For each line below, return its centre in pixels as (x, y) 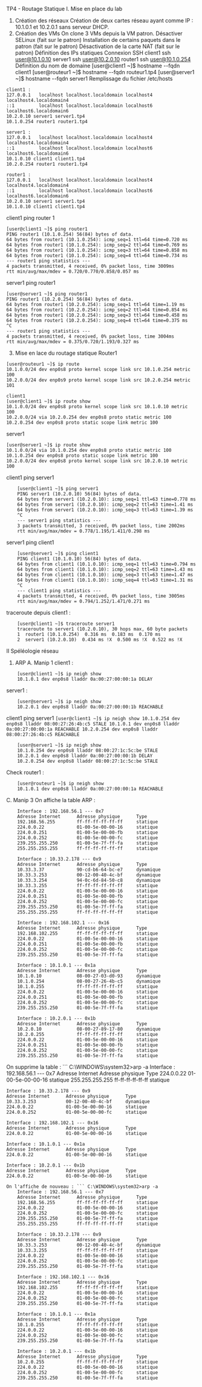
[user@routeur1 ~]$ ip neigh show (60, 783)
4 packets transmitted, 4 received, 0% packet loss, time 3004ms (90, 336)
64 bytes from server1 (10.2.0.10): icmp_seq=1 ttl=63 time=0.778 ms (107, 499)
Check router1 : (25, 772)
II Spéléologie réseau (33, 651)
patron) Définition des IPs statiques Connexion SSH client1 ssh (93, 53)
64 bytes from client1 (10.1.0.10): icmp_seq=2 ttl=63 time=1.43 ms (105, 570)
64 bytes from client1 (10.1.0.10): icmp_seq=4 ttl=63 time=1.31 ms (105, 580)
